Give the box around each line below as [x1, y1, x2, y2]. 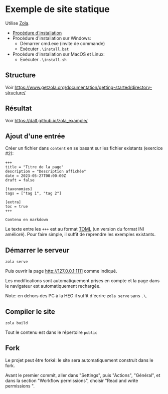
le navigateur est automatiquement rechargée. [5, 283, 101, 289]
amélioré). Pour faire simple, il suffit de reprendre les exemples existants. [5, 232, 156, 238]
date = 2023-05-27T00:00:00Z [5, 173, 66, 178]
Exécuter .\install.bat [20, 46, 69, 52]
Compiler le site [5, 307, 55, 316]
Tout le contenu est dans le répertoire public [5, 329, 98, 335]
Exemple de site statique [5, 4, 110, 15]
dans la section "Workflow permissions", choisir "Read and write [5, 377, 138, 383]
